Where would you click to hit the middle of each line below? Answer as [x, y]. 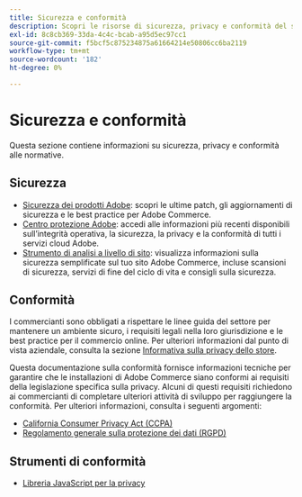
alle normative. [37, 155]
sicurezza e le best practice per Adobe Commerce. [116, 214]
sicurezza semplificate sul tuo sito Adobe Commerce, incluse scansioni [154, 262]
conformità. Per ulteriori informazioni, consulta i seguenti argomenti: [136, 406]
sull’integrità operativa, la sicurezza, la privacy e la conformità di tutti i [151, 233]
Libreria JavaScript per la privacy [84, 483]
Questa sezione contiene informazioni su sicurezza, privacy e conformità [145, 145]
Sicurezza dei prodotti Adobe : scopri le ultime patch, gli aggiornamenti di [157, 204]
